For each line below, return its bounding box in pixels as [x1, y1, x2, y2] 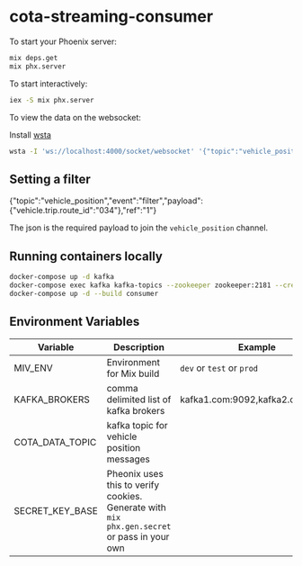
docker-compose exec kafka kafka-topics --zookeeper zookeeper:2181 [9, 281, 271, 290]
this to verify [106, 479, 160, 491]
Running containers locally [9, 248, 164, 264]
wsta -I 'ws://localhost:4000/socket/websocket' [9, 147, 195, 156]
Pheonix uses [106, 467, 164, 480]
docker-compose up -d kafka [9, 273, 115, 282]
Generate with [106, 501, 166, 514]
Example [237, 340, 276, 353]
